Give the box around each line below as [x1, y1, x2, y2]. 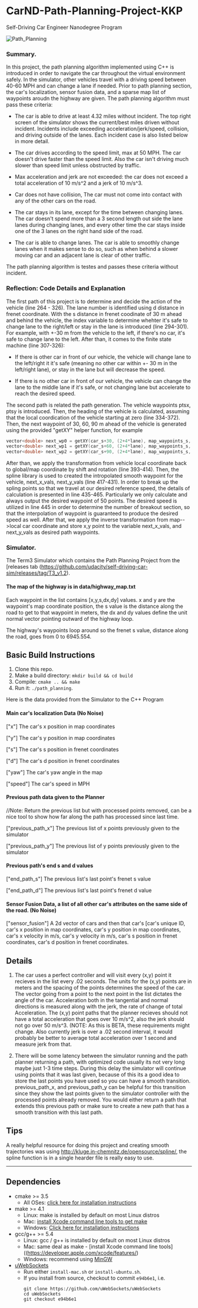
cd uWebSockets [23, 1291, 61, 1297]
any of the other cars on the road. [14, 197, 97, 205]
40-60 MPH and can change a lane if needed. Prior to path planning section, [6, 82, 192, 89]
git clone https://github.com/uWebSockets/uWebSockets [23, 1286, 161, 1291]
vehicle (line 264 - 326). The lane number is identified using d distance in [6, 304, 184, 311]
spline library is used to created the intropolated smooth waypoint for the [6, 472, 183, 479]
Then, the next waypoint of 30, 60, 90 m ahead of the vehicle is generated [6, 420, 187, 427]
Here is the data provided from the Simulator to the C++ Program [6, 696, 164, 703]
